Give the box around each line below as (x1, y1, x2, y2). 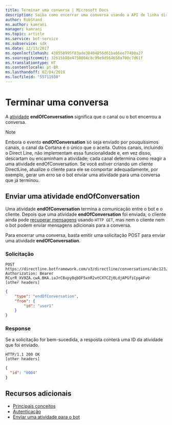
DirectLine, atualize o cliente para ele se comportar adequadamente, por (5, 166, 158, 172)
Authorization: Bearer (5, 271, 54, 276)
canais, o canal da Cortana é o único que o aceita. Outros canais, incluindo (5, 144, 163, 151)
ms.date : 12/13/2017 (5, 46, 50, 51)
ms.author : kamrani (5, 22, 47, 27)
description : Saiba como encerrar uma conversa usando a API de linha (5, 12, 159, 17)
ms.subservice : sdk (5, 41, 47, 46)
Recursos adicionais (5, 389, 72, 398)
